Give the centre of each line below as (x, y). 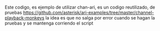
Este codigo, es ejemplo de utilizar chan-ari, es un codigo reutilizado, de (80, 7)
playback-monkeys (25, 18)
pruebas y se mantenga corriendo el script (49, 23)
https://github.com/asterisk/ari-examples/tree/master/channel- (89, 12)
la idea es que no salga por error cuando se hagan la (100, 18)
